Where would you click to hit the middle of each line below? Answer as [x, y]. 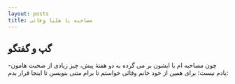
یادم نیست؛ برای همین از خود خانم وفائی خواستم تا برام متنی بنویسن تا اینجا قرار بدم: [118, 73]
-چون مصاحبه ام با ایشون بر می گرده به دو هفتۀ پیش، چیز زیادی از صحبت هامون [113, 65]
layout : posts [29, 14]
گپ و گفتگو [30, 49]
